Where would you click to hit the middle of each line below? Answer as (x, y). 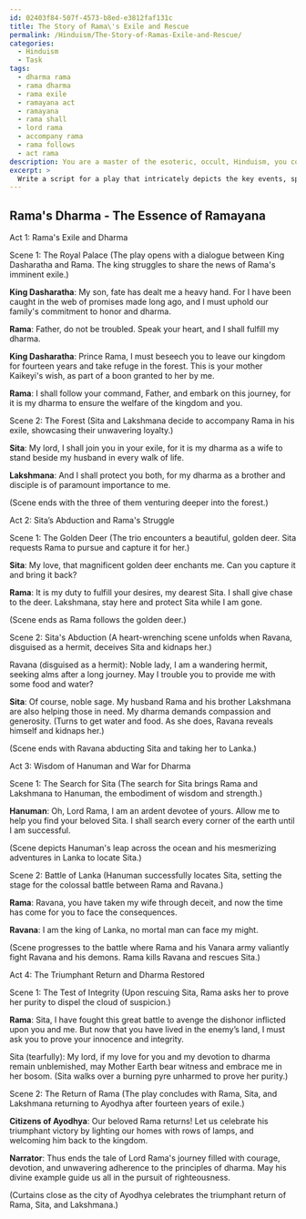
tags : (20, 69)
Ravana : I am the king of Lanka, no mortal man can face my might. (134, 930)
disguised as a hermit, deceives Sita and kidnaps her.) (111, 647)
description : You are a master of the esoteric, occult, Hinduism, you (148, 162)
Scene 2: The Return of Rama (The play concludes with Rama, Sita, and (143, 1094)
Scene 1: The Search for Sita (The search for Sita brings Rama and (133, 784)
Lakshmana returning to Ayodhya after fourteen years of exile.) (127, 1103)
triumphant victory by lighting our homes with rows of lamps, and (132, 1131)
